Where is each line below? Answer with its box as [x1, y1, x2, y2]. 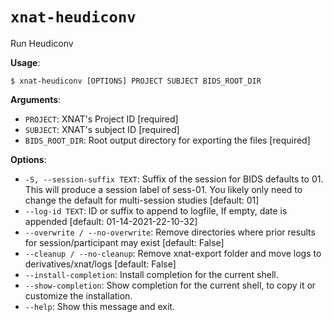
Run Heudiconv [10, 37, 74, 49]
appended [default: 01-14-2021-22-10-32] [24, 215, 198, 227]
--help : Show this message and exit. [24, 300, 175, 312]
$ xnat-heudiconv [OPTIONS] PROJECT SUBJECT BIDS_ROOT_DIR [10, 76, 262, 86]
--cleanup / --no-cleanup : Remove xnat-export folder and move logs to [24, 247, 322, 259]
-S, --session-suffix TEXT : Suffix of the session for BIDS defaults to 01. [24, 173, 324, 185]
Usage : [10, 56, 41, 68]
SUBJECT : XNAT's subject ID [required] [24, 123, 180, 135]
